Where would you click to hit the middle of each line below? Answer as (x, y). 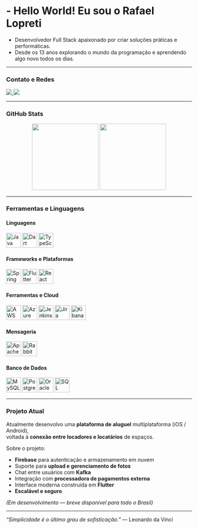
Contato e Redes (30, 79)
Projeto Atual (25, 412)
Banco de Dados (27, 368)
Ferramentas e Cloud (32, 295)
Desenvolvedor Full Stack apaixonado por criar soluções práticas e (96, 40)
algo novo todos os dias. (44, 58)
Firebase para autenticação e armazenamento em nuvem (84, 459)
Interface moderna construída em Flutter (64, 485)
